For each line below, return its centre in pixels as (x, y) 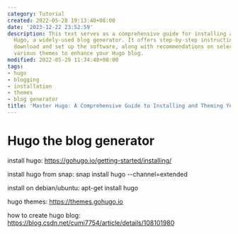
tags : (15, 66)
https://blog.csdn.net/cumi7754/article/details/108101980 (91, 223)
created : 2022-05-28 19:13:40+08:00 (61, 21)
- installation (30, 86)
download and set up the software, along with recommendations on (114, 47)
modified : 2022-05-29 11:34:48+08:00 (63, 60)
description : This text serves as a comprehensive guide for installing (117, 34)
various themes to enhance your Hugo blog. (79, 54)
